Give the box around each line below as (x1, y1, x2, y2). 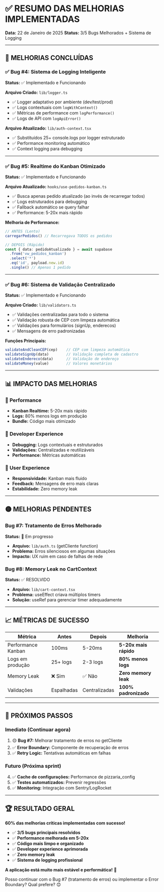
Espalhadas (51, 686, 78, 693)
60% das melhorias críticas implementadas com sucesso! (5, 820, 125, 826)
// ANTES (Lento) (5, 229, 41, 234)
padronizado (119, 689, 149, 696)
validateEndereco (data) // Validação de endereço (5, 356, 119, 361)
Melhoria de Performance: (5, 219, 60, 225)
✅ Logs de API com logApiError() (12, 115, 82, 121)
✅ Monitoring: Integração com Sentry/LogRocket (12, 785, 112, 791)
